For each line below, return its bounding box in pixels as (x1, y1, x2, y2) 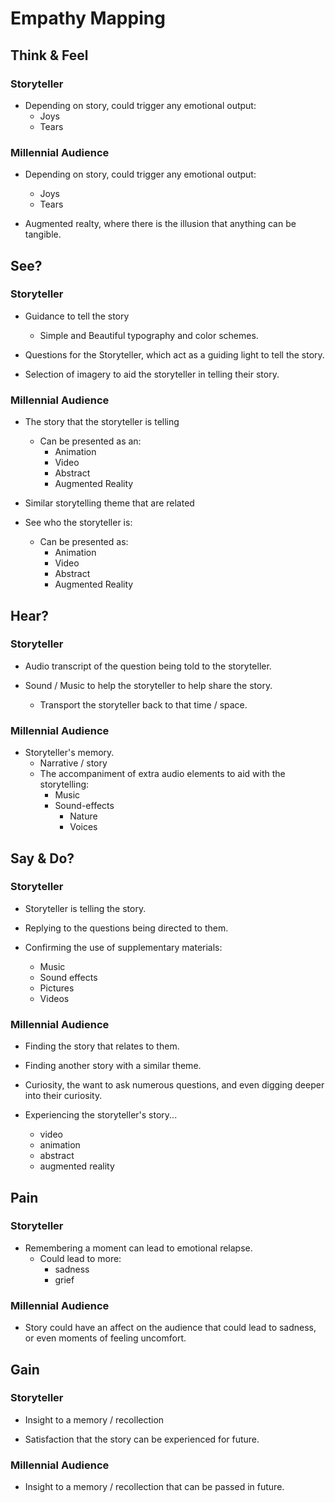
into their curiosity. (24, 1090, 103, 1102)
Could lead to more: (39, 1252, 122, 1264)
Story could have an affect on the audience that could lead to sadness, (24, 1322, 317, 1334)
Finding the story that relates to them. (24, 1040, 180, 1052)
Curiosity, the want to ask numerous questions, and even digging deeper (24, 1079, 325, 1091)
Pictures (39, 982, 75, 994)
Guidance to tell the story (24, 310, 130, 322)
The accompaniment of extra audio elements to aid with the (39, 768, 286, 780)
